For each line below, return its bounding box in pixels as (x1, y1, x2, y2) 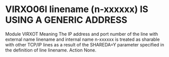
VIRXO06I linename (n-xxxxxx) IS (5, 4, 149, 15)
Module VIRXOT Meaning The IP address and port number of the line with (5, 31, 158, 37)
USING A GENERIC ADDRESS (5, 14, 128, 26)
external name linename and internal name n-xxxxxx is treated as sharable (5, 36, 160, 42)
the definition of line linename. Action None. (5, 47, 97, 53)
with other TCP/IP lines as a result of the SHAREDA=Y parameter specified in (5, 41, 164, 47)
